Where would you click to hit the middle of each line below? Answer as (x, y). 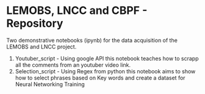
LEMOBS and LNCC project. (41, 47)
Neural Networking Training (50, 84)
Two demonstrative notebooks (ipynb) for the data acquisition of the (92, 40)
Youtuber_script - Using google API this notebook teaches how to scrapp (107, 58)
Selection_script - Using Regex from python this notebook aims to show (105, 71)
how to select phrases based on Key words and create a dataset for (100, 78)
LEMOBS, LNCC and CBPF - (77, 11)
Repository (35, 23)
